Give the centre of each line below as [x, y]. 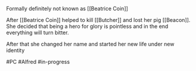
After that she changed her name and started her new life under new [90, 44]
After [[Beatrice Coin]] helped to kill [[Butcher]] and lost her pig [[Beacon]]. [98, 20]
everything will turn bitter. [38, 33]
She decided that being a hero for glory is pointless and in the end [87, 26]
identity [15, 50]
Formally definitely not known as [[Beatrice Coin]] [67, 9]
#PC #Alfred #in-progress [38, 62]
